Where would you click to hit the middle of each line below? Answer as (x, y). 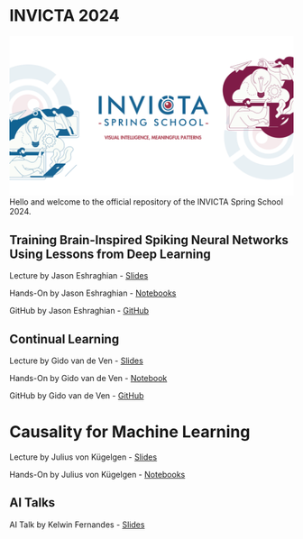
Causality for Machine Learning (130, 432)
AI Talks (32, 502)
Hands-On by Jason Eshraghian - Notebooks (93, 293)
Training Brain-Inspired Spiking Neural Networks (149, 240)
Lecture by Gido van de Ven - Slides (77, 361)
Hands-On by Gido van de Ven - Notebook (88, 379)
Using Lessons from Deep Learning (110, 254)
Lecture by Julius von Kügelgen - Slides (83, 457)
